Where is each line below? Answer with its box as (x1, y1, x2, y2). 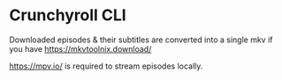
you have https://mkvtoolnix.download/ (9, 43, 152, 54)
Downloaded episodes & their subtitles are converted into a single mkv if (9, 34, 273, 45)
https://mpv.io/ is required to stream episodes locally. (9, 61, 203, 71)
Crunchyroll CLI (9, 5, 126, 25)
